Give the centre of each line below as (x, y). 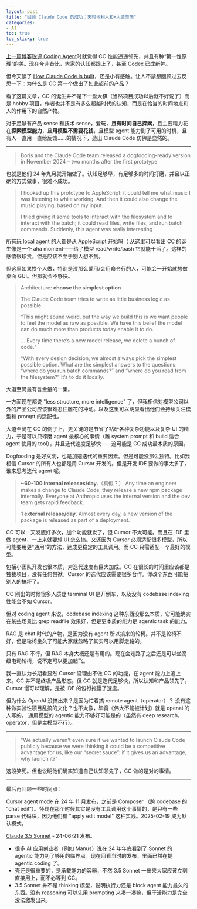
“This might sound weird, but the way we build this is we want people (104, 317)
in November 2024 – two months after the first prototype (89, 162)
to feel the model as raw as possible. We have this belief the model (101, 323)
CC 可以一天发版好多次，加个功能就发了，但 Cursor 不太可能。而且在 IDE (94, 532)
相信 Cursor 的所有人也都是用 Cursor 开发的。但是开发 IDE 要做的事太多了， (98, 463)
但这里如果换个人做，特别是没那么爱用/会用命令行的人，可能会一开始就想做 (97, 269)
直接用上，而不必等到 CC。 (47, 878)
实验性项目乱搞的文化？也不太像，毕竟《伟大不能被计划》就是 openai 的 (103, 708)
